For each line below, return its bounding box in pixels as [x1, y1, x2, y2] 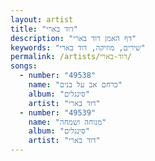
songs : [10, 61, 38, 71]
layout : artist [10, 14, 74, 25]
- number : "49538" [19, 71, 97, 81]
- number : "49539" [19, 107, 97, 118]
